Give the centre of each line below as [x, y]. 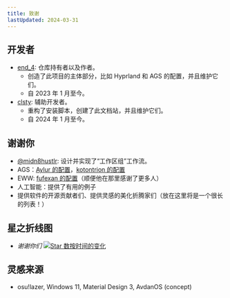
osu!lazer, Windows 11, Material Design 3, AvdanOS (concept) [104, 286]
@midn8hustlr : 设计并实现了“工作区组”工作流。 [84, 161]
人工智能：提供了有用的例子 [57, 187]
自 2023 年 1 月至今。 [58, 93]
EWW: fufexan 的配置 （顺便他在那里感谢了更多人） [90, 178]
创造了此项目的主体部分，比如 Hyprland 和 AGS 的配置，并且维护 [120, 76]
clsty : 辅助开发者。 [44, 102]
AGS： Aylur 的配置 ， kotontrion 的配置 [71, 170]
